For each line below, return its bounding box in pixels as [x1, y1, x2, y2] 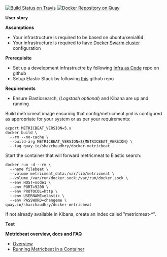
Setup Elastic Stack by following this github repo [12, 76, 114, 81]
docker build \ [5, 130, 38, 135]
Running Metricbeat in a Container [12, 246, 85, 252]
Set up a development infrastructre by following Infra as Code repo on [12, 65, 159, 71]
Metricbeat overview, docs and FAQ [5, 231, 82, 237]
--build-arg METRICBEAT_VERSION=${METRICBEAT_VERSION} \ [10, 139, 133, 144]
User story [5, 15, 28, 20]
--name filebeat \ [10, 167, 49, 172]
